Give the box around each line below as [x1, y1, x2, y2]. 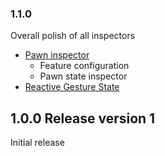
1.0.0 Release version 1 [10, 110, 156, 127]
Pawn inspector [24, 49, 90, 61]
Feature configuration [39, 60, 130, 72]
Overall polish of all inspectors [10, 30, 136, 42]
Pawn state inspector [39, 70, 128, 82]
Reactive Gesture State [24, 81, 120, 93]
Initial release [10, 137, 65, 149]
